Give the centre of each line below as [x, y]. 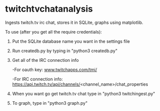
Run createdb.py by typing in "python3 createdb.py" [65, 51]
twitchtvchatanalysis [49, 9]
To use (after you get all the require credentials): [54, 32]
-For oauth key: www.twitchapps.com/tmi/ [55, 70]
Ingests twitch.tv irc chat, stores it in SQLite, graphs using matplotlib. [74, 22]
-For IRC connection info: [38, 79]
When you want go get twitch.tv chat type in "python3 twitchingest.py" [83, 93]
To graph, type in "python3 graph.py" [50, 103]
